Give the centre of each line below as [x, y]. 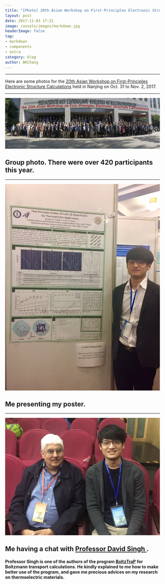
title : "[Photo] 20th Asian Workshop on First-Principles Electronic [78, 10]
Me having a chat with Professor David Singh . [77, 549]
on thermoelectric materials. [35, 577]
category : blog [21, 57]
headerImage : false [25, 31]
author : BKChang [22, 62]
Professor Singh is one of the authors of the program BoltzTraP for [74, 561]
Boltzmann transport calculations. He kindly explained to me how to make [82, 567]
